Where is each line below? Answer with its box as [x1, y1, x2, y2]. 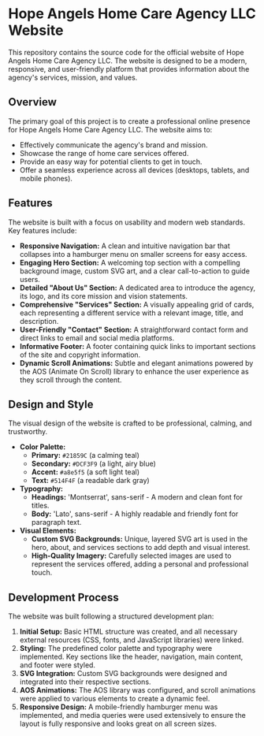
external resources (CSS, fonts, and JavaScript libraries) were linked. [19, 635, 244, 645]
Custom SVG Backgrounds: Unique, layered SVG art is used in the [31, 534, 248, 544]
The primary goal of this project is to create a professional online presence [8, 116, 251, 126]
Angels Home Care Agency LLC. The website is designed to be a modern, [8, 56, 247, 65]
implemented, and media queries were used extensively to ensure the [19, 711, 246, 720]
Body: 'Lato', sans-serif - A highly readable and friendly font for [31, 509, 239, 519]
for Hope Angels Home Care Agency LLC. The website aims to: [8, 125, 213, 134]
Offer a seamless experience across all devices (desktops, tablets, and [19, 165, 250, 174]
